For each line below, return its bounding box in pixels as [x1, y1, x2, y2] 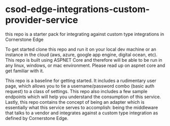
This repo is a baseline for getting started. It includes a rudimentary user [5, 77, 156, 83]
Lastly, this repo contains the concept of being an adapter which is [5, 99, 145, 105]
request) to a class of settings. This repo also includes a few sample [5, 88, 148, 94]
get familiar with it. [5, 67, 44, 74]
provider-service [5, 14, 78, 26]
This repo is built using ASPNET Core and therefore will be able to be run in [5, 57, 162, 63]
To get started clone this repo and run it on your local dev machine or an [5, 46, 156, 52]
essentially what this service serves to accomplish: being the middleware [5, 104, 158, 110]
